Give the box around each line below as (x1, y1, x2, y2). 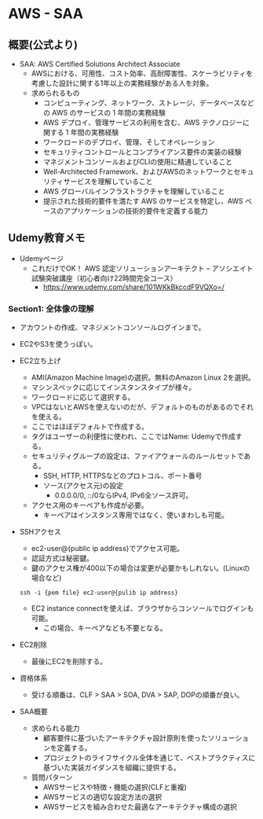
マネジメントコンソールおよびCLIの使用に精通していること (42, 157, 233, 166)
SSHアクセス (19, 527, 61, 537)
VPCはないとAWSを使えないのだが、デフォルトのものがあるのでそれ (31, 402, 254, 412)
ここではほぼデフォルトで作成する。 (31, 422, 149, 432)
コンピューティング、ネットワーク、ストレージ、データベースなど (42, 98, 254, 107)
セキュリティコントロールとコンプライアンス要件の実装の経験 (42, 147, 242, 156)
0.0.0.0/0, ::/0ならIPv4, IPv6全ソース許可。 (54, 490, 193, 500)
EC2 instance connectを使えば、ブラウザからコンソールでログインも (31, 604, 254, 613)
